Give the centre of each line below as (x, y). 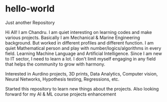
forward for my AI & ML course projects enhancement (61, 94)
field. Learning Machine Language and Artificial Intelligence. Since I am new (83, 53)
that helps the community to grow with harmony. (55, 64)
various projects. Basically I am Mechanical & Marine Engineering (73, 37)
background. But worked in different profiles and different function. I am (79, 42)
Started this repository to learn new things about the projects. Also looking (82, 88)
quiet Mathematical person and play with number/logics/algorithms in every (83, 48)
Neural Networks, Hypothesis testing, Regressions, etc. (62, 79)
